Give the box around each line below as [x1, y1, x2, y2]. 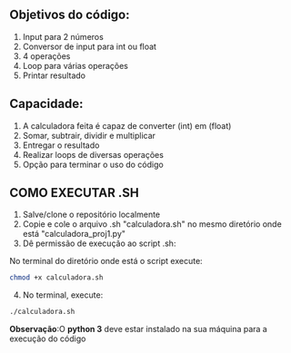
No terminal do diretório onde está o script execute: [9, 256, 203, 267]
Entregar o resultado [22, 140, 100, 151]
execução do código [9, 333, 86, 344]
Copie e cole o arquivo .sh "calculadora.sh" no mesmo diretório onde [22, 219, 282, 230]
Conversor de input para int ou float [22, 41, 157, 52]
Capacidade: [9, 96, 84, 112]
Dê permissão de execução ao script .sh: [22, 238, 176, 249]
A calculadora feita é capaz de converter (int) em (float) [22, 120, 232, 131]
